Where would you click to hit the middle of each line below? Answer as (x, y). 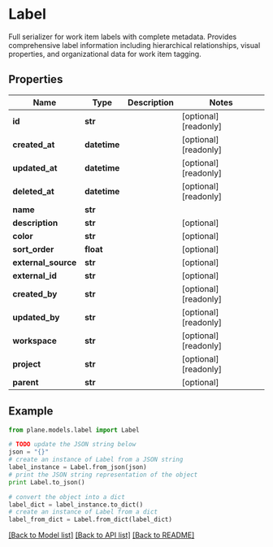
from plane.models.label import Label (74, 430)
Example (31, 411)
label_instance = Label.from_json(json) (78, 467)
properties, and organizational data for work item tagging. (105, 54)
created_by (35, 293)
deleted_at (33, 191)
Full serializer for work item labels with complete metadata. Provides (123, 37)
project (27, 364)
